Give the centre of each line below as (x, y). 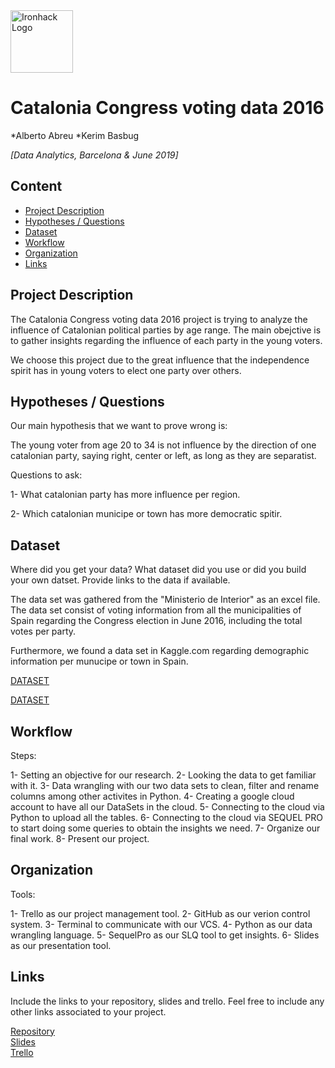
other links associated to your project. (88, 1011)
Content (36, 186)
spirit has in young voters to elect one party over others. (126, 370)
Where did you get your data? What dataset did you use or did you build (158, 570)
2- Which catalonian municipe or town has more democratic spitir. (146, 514)
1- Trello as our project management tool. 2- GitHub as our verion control (160, 913)
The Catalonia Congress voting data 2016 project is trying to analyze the (159, 319)
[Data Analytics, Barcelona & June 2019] (94, 155)
